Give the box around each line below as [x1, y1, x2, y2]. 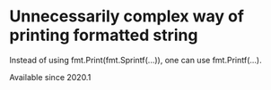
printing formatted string [9, 25, 198, 45]
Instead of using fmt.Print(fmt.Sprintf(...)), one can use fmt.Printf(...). [9, 54, 262, 65]
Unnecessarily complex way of [9, 6, 245, 27]
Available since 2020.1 [9, 71, 92, 82]
